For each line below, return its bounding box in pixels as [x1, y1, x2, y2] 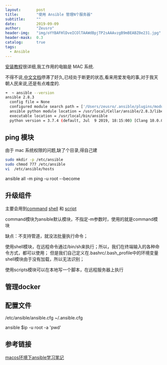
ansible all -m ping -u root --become [5, 176, 81, 182]
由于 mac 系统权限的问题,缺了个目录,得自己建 [5, 147, 98, 153]
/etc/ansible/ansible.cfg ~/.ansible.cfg [5, 315, 83, 321]
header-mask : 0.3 [5, 35, 43, 40]
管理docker [5, 283, 41, 291]
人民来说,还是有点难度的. [9, 80, 61, 86]
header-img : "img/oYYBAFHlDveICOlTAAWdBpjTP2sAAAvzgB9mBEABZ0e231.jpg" [5, 30, 162, 35]
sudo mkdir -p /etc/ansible [5, 157, 64, 162]
